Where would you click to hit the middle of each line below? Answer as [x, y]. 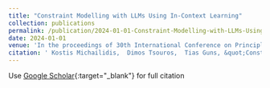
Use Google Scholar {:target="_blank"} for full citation [96, 76]
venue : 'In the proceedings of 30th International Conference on [120, 46]
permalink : [27, 30]
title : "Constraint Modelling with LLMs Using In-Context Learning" [125, 16]
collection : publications [51, 23]
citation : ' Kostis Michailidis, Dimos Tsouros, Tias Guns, [115, 53]
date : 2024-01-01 [37, 38]
